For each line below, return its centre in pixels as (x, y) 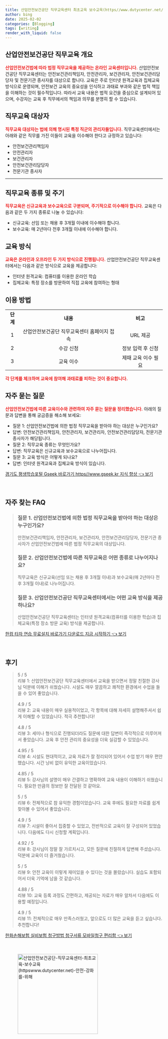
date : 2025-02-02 (23, 19)
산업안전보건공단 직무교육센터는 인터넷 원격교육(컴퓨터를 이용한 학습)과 (86, 617)
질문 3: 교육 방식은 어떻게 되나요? (45, 457)
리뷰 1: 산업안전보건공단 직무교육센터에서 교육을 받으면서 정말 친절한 (84, 681)
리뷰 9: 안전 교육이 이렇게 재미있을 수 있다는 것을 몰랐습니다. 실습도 (83, 872)
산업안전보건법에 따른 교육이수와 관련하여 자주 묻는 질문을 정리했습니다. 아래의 (81, 409)
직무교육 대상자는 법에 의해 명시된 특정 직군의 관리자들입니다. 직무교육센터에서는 (83, 129)
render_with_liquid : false (33, 33)
